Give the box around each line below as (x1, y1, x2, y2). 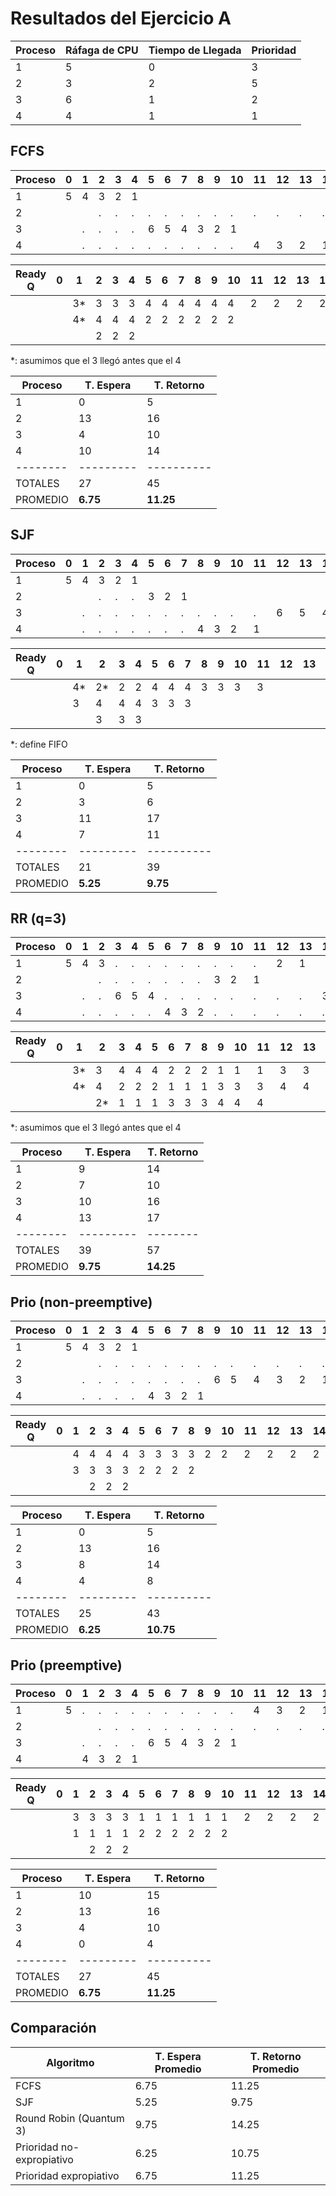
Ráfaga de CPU (65, 43, 139, 57)
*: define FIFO (10, 738, 68, 750)
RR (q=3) (10, 910, 67, 927)
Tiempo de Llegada (148, 43, 242, 57)
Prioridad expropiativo (15, 2168, 120, 2182)
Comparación (10, 2020, 97, 2037)
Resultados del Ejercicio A (10, 7, 232, 30)
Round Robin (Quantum (15, 2111, 125, 2125)
